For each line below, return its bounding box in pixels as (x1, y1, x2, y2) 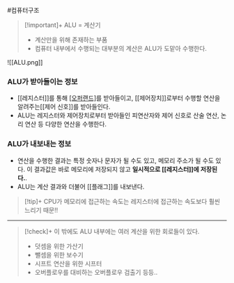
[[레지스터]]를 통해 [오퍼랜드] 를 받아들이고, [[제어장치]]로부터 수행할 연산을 (17, 94, 221, 102)
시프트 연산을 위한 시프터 (34, 259, 102, 268)
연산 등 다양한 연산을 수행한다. (24, 120, 107, 129)
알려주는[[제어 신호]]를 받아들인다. (17, 103, 111, 111)
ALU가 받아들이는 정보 (7, 76, 78, 86)
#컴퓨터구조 (7, 6, 40, 14)
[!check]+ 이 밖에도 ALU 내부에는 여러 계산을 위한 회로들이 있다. (24, 227, 200, 235)
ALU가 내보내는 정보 (7, 139, 72, 149)
